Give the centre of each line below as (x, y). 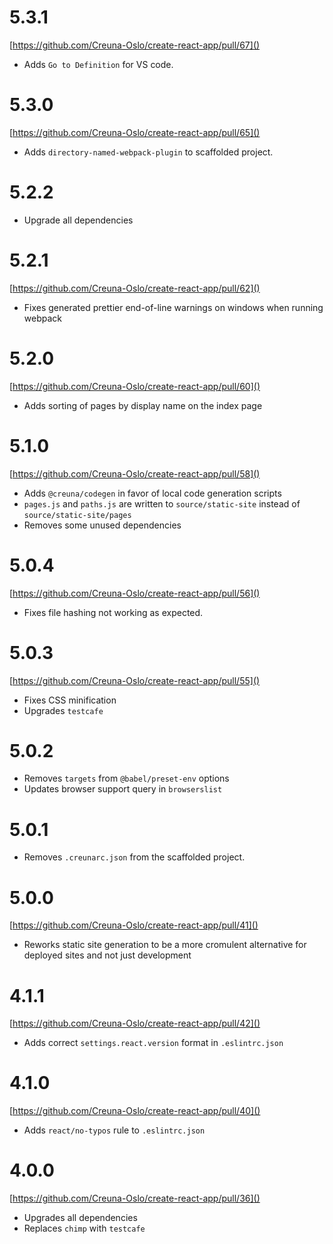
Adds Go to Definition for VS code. (98, 64)
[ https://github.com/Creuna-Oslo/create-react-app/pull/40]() (135, 1111)
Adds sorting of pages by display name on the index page (143, 405)
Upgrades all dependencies (80, 1218)
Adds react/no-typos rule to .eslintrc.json (114, 1130)
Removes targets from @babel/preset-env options (126, 778)
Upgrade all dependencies (78, 220)
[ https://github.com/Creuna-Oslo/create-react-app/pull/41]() (134, 925)
